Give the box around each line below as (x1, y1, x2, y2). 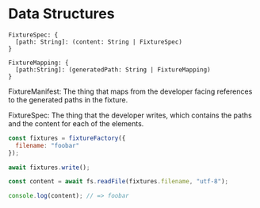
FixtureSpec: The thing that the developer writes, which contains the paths (8, 110, 252, 120)
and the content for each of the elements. (8, 118, 144, 128)
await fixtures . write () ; (8, 164, 90, 171)
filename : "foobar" (15, 141, 80, 149)
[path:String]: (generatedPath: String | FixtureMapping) (15, 65, 212, 74)
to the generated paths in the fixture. (8, 94, 128, 104)
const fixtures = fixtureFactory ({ (8, 134, 126, 142)
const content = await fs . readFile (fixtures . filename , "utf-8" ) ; (8, 178, 229, 186)
